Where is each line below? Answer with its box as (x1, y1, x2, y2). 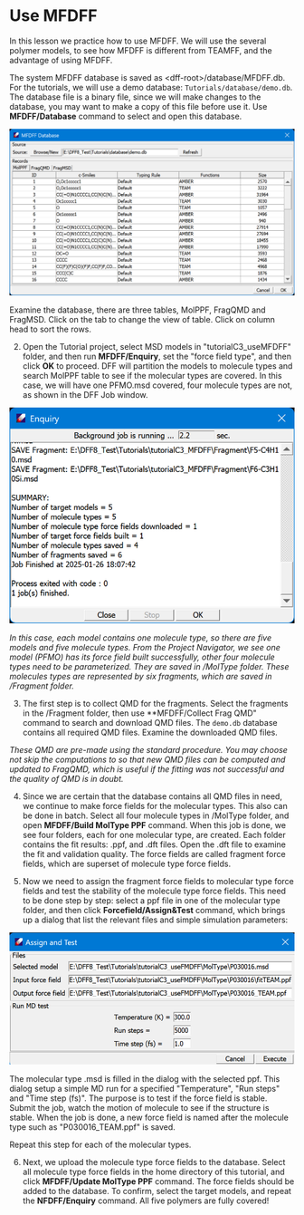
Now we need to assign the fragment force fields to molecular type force (22, 876, 294, 887)
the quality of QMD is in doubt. (9, 774, 124, 785)
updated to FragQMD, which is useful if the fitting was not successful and (9, 764, 285, 775)
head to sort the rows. (9, 323, 92, 334)
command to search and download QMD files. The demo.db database (22, 718, 278, 728)
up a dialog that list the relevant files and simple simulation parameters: (22, 914, 289, 925)
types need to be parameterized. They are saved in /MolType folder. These (9, 661, 290, 672)
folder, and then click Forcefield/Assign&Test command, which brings (22, 905, 286, 916)
